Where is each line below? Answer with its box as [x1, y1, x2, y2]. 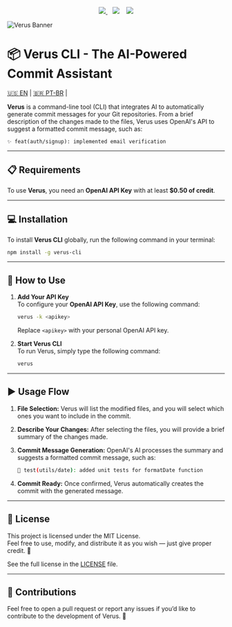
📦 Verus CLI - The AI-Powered [7, 46, 188, 62]
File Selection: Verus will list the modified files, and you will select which [17, 404, 224, 412]
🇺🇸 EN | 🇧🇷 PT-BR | [7, 89, 68, 97]
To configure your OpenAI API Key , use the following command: [17, 300, 200, 308]
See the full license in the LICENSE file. [7, 560, 119, 568]
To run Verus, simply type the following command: [17, 347, 161, 355]
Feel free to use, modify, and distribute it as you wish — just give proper [7, 539, 212, 547]
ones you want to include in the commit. [17, 412, 131, 420]
